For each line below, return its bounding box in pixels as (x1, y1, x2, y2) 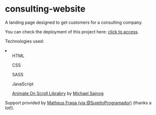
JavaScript (12, 81, 34, 87)
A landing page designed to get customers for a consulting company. (5, 19, 143, 25)
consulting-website (5, 3, 85, 15)
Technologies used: (5, 38, 44, 44)
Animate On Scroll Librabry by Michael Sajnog (12, 90, 104, 96)
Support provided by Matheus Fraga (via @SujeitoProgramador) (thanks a (5, 99, 152, 105)
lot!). (5, 105, 14, 111)
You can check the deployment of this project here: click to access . (5, 29, 139, 34)
